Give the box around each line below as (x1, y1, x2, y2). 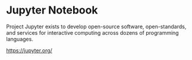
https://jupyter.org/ (6, 46, 52, 54)
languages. (6, 35, 34, 42)
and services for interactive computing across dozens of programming (6, 29, 180, 36)
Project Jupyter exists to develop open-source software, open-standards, (6, 23, 187, 30)
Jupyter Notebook (6, 4, 98, 17)
